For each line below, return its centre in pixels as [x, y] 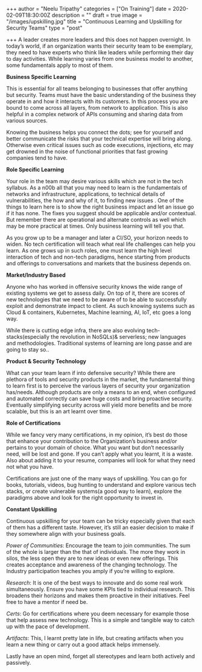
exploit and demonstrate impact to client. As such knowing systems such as [100, 306]
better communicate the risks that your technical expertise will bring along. [99, 139]
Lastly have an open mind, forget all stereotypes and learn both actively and [101, 656]
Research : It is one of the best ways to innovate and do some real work [94, 583]
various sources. [27, 121]
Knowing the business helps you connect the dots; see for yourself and [95, 132]
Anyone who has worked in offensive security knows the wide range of [94, 287]
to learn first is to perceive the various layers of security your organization [98, 386]
